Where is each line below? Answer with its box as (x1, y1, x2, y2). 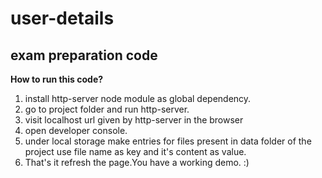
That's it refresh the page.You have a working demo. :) (24, 157, 250, 168)
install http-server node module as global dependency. (24, 93, 252, 104)
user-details (10, 7, 115, 30)
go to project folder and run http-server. (24, 103, 190, 115)
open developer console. (24, 125, 128, 136)
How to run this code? (10, 73, 104, 85)
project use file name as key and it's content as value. (24, 146, 247, 157)
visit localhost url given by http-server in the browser (24, 114, 244, 126)
